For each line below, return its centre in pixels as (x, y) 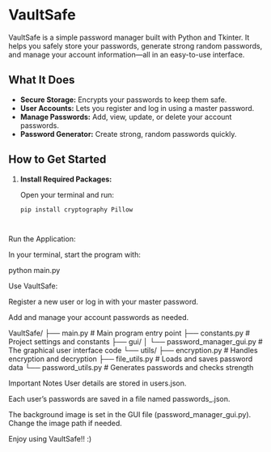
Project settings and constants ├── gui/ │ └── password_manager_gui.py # (135, 342)
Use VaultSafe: (33, 286)
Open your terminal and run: (67, 194)
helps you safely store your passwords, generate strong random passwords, (135, 45)
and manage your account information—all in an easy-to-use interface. (127, 54)
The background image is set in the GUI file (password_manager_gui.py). (130, 415)
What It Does (42, 80)
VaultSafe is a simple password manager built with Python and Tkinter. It (129, 37)
